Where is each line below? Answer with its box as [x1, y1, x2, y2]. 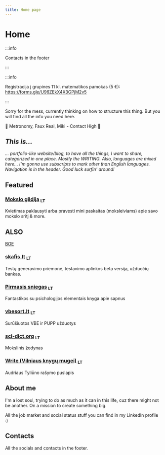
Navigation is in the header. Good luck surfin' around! [5, 166, 115, 172]
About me [5, 384, 36, 392]
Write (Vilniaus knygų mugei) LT [5, 357, 83, 365]
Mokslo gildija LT [5, 196, 45, 204]
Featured [5, 181, 34, 189]
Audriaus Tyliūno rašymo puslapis [5, 370, 74, 376]
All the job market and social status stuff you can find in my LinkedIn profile [5, 412, 159, 418]
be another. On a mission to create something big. [5, 402, 107, 408]
